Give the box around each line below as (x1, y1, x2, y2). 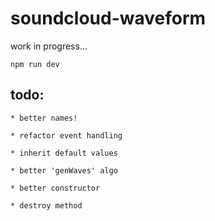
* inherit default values (10, 148, 118, 158)
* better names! (10, 113, 78, 123)
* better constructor (10, 183, 101, 193)
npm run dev (10, 59, 60, 69)
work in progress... (10, 40, 88, 52)
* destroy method (10, 200, 83, 211)
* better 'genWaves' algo (10, 165, 118, 176)
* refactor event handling (10, 130, 123, 141)
